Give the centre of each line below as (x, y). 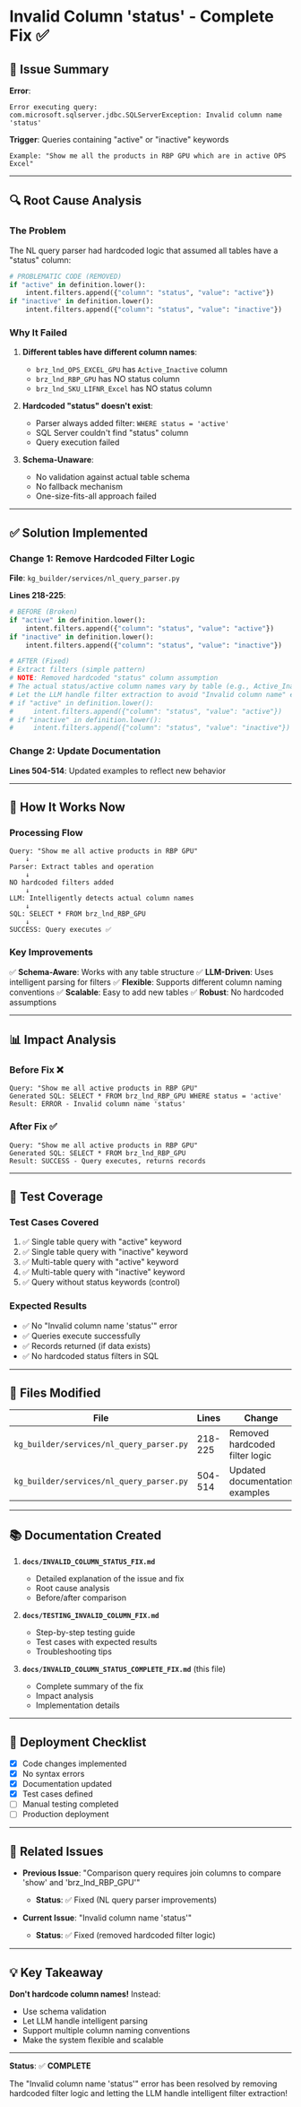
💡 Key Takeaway (56, 1972)
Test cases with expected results (96, 1642)
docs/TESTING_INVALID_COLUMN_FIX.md (90, 1616)
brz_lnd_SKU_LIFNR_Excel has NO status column (124, 388)
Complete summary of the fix (90, 1686)
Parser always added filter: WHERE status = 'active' (133, 423)
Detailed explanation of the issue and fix (110, 1579)
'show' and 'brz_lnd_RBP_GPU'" (81, 1883)
